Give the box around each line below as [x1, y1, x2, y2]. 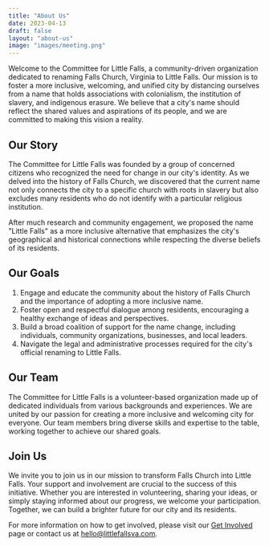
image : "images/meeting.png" [8, 42, 106, 50]
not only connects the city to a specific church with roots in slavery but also [8, 185, 259, 194]
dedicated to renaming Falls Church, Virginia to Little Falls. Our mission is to [8, 72, 259, 82]
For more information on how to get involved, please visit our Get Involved [8, 520, 253, 530]
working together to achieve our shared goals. [8, 426, 161, 436]
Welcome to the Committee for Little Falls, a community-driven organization [8, 63, 259, 73]
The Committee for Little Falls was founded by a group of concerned [8, 159, 235, 169]
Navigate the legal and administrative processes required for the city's [19, 339, 253, 348]
